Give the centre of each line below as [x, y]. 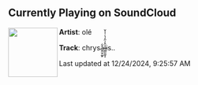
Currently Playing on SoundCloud [92, 13]
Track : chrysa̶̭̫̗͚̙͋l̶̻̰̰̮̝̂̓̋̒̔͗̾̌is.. [87, 47]
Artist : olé [75, 31]
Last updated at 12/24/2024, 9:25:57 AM [125, 63]
